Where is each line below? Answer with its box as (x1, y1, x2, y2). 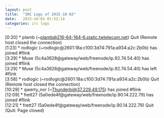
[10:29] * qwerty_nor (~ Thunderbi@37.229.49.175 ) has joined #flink (5, 87, 141, 92)
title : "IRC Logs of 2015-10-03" (5, 12, 76, 17)
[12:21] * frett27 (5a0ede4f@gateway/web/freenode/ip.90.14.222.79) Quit (5, 102, 154, 108)
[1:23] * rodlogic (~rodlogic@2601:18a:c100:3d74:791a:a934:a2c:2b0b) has (5, 45, 158, 51)
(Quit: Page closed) (5, 108, 44, 114)
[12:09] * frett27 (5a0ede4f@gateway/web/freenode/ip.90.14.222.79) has (5, 92, 154, 98)
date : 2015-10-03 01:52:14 (5, 16, 65, 21)
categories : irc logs (5, 21, 50, 26)
